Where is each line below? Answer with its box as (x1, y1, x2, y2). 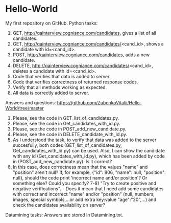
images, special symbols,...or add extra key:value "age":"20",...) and (12, 196, 157, 203)
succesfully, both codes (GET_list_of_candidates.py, (12, 142, 123, 148)
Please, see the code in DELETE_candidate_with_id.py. (12, 131, 128, 137)
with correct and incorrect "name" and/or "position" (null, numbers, (12, 191, 155, 197)
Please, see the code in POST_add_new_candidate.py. (12, 126, 127, 132)
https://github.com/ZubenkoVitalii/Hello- (57, 99, 142, 105)
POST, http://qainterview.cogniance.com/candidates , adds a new (12, 52, 150, 58)
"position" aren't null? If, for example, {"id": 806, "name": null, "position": (12, 169, 166, 175)
